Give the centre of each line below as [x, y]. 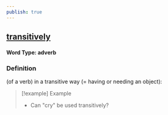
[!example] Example [46, 93]
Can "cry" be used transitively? [70, 105]
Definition [21, 68]
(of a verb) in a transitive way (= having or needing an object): [84, 81]
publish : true [24, 12]
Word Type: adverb [31, 52]
